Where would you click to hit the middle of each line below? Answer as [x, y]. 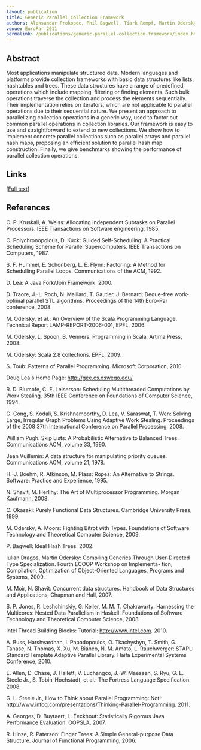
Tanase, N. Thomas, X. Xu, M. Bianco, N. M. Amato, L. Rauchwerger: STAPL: [100, 649]
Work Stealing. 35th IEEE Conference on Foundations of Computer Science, [99, 396]
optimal [16, 300]
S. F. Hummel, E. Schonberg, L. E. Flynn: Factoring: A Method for [86, 264]
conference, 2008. [29, 307]
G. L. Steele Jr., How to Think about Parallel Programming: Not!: [84, 698]
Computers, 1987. [28, 253]
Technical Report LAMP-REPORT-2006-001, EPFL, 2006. [76, 325]
